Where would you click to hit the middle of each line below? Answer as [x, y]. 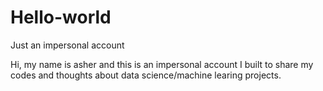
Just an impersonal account [67, 45]
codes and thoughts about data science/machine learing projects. [146, 75]
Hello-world [61, 17]
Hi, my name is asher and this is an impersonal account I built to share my [162, 64]
